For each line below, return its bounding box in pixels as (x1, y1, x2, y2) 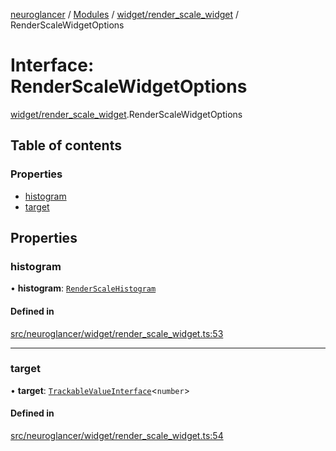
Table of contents (10, 137, 122, 154)
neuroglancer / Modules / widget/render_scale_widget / (10, 9, 240, 20)
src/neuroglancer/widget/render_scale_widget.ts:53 (10, 327, 224, 339)
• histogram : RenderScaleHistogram (10, 282, 157, 294)
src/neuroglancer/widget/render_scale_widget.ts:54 (10, 430, 224, 442)
